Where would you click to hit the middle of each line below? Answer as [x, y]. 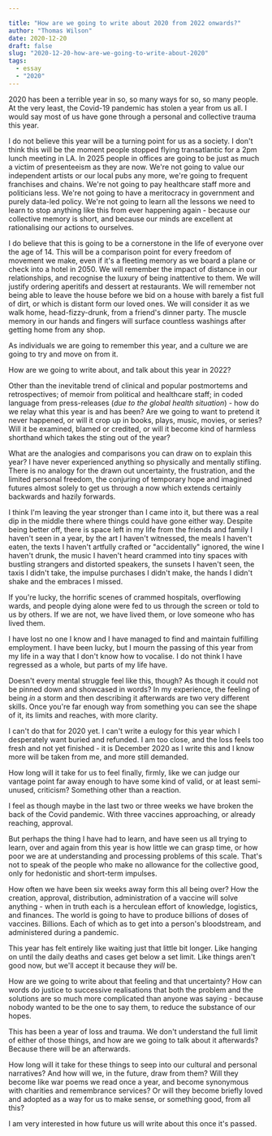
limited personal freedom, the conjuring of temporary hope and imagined [130, 479]
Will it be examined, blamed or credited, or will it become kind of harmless [132, 429]
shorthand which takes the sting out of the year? [89, 437]
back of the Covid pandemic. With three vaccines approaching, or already [132, 814]
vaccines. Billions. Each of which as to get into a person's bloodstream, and [135, 924]
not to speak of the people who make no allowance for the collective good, [134, 864]
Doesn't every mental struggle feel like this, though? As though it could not [133, 680]
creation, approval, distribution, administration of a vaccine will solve [123, 898]
